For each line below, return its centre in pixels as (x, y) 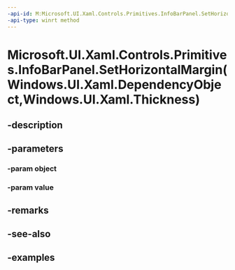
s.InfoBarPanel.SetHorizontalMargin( (117, 70)
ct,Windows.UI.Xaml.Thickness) (104, 99)
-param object (32, 169)
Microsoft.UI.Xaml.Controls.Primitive (117, 55)
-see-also (29, 234)
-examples (31, 258)
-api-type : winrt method (43, 20)
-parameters (35, 149)
